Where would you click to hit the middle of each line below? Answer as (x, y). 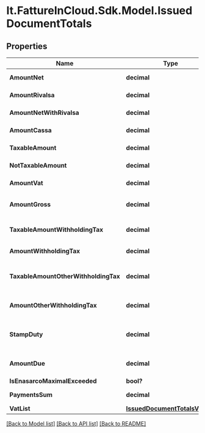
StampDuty (26, 334)
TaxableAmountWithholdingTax (56, 230)
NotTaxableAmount (38, 165)
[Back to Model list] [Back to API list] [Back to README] (76, 424)
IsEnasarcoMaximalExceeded (53, 381)
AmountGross (30, 204)
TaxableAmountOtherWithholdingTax (65, 276)
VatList (20, 409)
